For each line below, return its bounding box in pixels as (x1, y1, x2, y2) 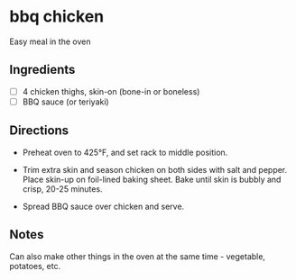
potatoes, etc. (9, 260, 61, 271)
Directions (9, 123, 69, 139)
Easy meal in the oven (9, 36, 91, 47)
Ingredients (9, 62, 76, 77)
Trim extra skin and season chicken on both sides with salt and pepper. (22, 164, 288, 175)
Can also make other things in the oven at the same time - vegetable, (9, 250, 266, 262)
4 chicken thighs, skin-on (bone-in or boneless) (22, 86, 200, 96)
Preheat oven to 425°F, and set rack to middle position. (22, 147, 228, 158)
